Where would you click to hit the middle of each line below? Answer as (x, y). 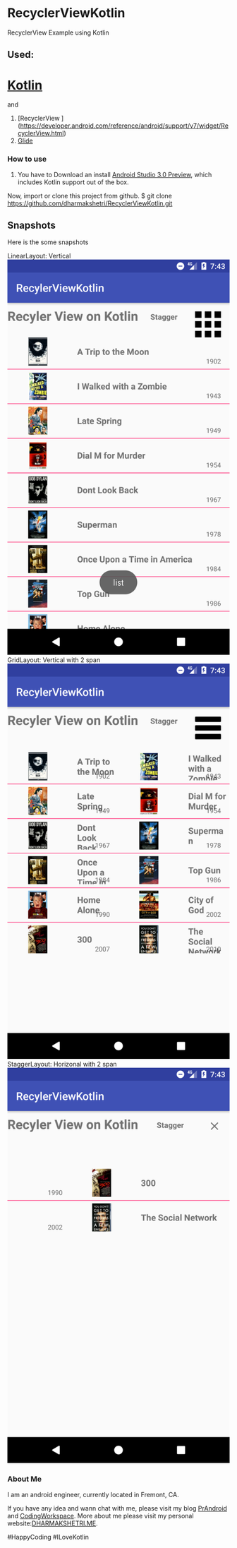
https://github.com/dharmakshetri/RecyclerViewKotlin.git (90, 203)
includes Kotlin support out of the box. (73, 182)
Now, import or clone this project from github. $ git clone (90, 196)
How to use (27, 159)
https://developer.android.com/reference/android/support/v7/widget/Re (124, 126)
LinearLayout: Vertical (39, 256)
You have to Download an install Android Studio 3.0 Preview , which (115, 174)
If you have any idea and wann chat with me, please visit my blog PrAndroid (117, 1508)
